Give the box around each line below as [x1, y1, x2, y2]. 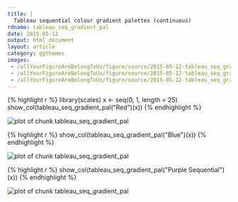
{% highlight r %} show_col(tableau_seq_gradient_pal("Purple [7, 166, 188, 174]
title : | [7, 10, 33, 18]
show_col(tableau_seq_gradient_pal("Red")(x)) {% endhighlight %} [7, 103, 202, 112]
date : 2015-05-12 [7, 30, 59, 38]
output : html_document [7, 37, 74, 44]
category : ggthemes [7, 50, 65, 57]
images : [7, 57, 30, 64]
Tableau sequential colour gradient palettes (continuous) [13, 17, 192, 24]
